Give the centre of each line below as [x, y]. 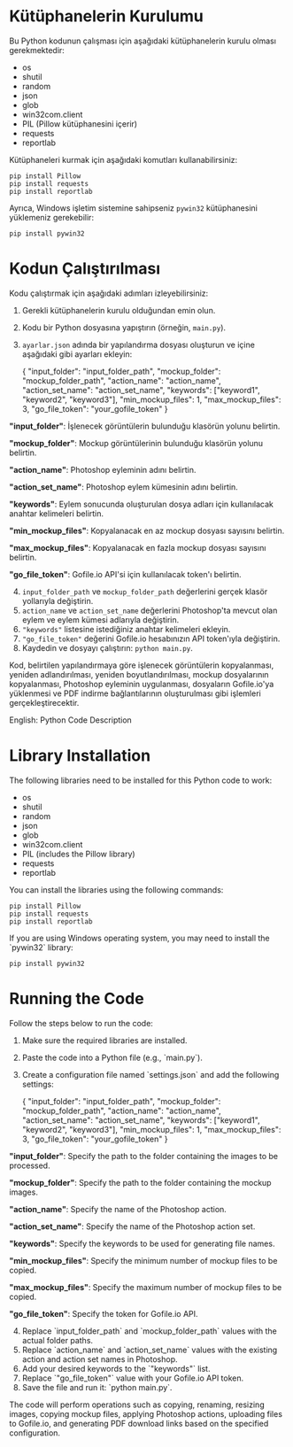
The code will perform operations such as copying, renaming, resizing [137, 1404]
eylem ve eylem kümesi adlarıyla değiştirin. [100, 619]
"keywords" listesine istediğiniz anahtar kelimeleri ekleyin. [126, 629]
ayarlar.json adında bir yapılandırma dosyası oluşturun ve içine [138, 344]
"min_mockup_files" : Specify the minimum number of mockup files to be [143, 1260]
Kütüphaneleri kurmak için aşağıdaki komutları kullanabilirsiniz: [123, 159]
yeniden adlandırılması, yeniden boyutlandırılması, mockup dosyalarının [139, 674]
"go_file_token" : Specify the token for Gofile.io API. [104, 1313]
